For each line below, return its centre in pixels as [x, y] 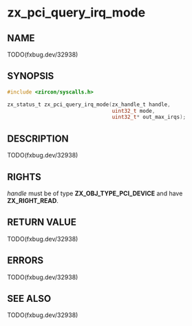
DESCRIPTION [38, 139]
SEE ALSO [29, 298]
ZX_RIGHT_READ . [33, 200]
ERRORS [25, 260]
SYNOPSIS [31, 76]
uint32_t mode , [134, 111]
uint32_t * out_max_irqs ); [149, 117]
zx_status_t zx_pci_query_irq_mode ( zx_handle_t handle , [89, 105]
